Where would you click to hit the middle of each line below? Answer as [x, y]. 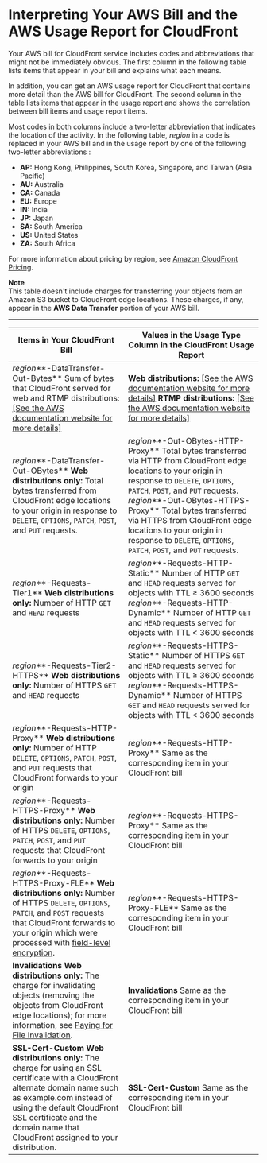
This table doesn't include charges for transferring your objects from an [126, 291]
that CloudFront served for [62, 388]
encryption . [34, 952]
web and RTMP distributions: [66, 397]
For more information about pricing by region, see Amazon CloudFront [123, 258]
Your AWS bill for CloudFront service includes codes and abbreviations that [132, 53]
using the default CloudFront [66, 1107]
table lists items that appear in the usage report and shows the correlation [129, 103]
